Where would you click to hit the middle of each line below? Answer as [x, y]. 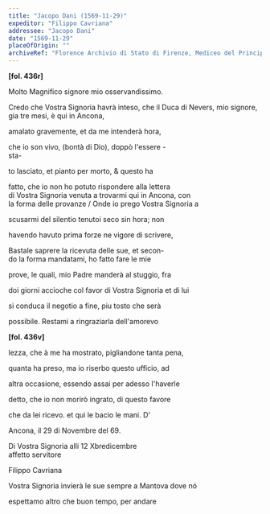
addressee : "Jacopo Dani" [51, 31]
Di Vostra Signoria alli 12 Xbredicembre [73, 446]
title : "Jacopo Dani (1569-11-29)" [68, 16]
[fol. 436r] [26, 76]
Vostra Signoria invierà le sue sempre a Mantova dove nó [103, 486]
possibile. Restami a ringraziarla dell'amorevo [84, 321]
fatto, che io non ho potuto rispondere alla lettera [90, 187]
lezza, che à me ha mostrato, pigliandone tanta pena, [96, 352]
